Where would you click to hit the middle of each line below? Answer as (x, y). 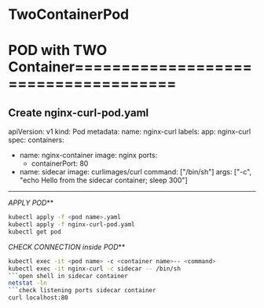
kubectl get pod (35, 232)
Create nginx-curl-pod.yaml (79, 113)
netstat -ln (27, 283)
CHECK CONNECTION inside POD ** (67, 247)
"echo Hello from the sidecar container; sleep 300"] (104, 180)
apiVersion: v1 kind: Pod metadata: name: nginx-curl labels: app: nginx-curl (130, 132)
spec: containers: (36, 140)
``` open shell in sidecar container (68, 276)
